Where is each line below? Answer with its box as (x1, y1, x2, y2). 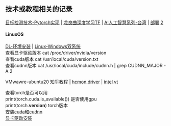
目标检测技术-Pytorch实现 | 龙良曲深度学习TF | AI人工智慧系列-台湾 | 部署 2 (5, 19, 163, 26)
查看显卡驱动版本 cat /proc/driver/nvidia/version (5, 50, 107, 56)
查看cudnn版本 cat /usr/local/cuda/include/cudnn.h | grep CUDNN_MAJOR (5, 63, 163, 69)
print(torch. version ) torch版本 (5, 103, 68, 109)
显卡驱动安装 (5, 115, 32, 121)
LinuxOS (5, 31, 24, 37)
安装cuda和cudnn (5, 109, 43, 115)
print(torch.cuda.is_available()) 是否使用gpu (5, 96, 97, 102)
